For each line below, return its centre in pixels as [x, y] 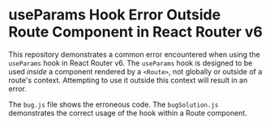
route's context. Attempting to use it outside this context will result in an [128, 80]
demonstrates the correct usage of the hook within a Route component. [128, 113]
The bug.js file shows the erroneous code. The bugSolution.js [114, 104]
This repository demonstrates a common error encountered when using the [135, 54]
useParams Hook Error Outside [115, 15]
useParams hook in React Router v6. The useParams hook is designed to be [131, 63]
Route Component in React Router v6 [136, 32]
